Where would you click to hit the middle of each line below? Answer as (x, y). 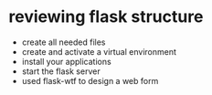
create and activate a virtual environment (99, 51)
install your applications (66, 61)
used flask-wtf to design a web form (90, 80)
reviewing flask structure (106, 17)
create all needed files (64, 42)
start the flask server (61, 71)
